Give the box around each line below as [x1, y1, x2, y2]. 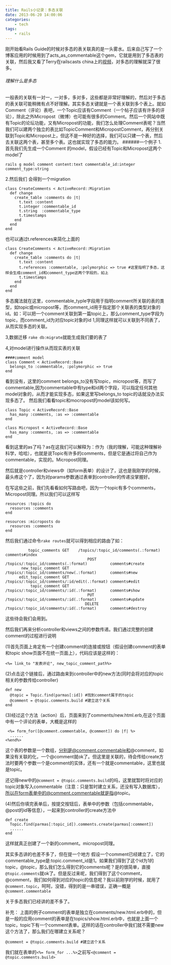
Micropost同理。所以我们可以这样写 [5, 491, 80, 498]
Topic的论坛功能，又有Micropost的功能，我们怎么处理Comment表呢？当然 [9, 120, 165, 126]
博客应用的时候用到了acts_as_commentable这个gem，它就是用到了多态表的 [5, 52, 164, 58]
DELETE [84, 602, 99, 607]
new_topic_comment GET [21, 566, 70, 571]
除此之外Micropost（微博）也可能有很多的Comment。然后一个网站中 [16, 113, 161, 120]
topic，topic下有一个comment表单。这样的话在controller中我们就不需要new [5, 922, 164, 928]
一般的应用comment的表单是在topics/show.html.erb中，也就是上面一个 [9, 915, 159, 922]
